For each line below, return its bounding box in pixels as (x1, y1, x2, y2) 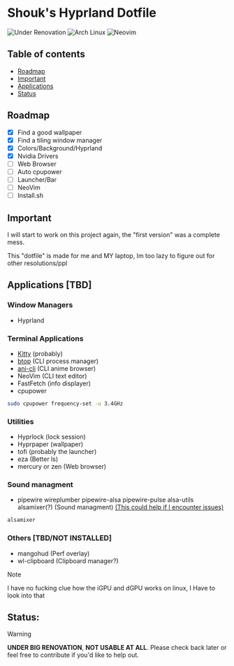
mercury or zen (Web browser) (17, 462, 107, 471)
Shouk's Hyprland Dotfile (7, 5, 157, 21)
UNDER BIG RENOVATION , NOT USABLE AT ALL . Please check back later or (7, 644, 227, 652)
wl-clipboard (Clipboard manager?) (17, 556, 119, 565)
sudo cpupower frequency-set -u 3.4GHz (7, 400, 124, 407)
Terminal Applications (7, 334, 84, 343)
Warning (7, 630, 31, 638)
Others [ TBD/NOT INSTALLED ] (7, 533, 112, 543)
